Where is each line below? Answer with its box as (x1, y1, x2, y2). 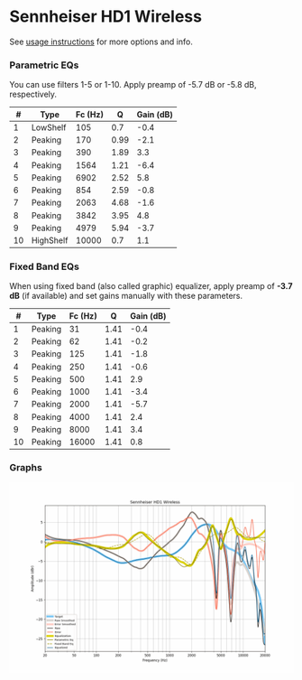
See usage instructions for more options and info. (9, 36, 194, 47)
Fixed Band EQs (9, 260, 79, 273)
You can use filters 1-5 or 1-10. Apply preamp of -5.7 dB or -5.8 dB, (9, 79, 257, 90)
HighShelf (31, 235, 69, 246)
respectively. (9, 88, 57, 100)
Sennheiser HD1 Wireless (9, 6, 203, 27)
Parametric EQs (9, 59, 79, 71)
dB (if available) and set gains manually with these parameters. (9, 291, 243, 302)
